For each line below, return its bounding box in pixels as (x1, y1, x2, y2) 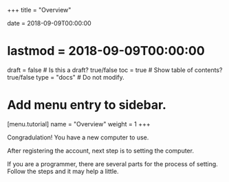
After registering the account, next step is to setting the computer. (7, 146, 195, 155)
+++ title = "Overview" (7, 6, 72, 14)
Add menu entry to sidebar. (7, 98, 167, 113)
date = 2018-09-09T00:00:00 (7, 19, 91, 27)
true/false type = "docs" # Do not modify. (7, 73, 125, 81)
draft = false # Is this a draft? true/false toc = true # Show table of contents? (7, 65, 223, 74)
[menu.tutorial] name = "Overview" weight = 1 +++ (7, 120, 151, 128)
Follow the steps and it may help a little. (7, 167, 119, 175)
